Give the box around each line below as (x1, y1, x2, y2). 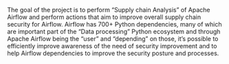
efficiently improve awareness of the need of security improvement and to (7, 42, 217, 50)
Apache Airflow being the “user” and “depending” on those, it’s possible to (7, 35, 219, 43)
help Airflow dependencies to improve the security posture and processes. (7, 49, 219, 57)
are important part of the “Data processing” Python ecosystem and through (7, 27, 221, 35)
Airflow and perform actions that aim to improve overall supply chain (7, 13, 201, 21)
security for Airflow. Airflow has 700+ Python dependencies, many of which (7, 20, 222, 28)
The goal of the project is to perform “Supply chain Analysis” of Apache (7, 6, 210, 14)
